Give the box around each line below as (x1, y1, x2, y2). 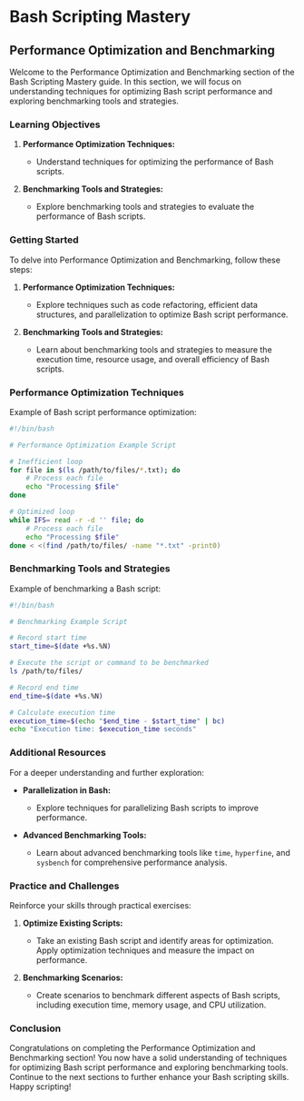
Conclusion (9, 1022, 62, 1035)
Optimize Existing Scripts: (22, 917, 123, 928)
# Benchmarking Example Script (9, 617, 128, 626)
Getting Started (9, 233, 79, 246)
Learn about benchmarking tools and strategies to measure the (35, 343, 272, 355)
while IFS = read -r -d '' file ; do (9, 515, 144, 524)
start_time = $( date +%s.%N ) (9, 642, 112, 651)
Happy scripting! (9, 1081, 72, 1092)
